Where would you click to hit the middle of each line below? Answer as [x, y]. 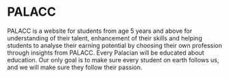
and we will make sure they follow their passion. [75, 67]
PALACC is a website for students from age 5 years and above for [100, 31]
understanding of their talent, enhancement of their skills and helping [105, 38]
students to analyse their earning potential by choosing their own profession [115, 45]
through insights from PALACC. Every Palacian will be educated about [106, 53]
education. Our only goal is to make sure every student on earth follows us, [113, 60]
